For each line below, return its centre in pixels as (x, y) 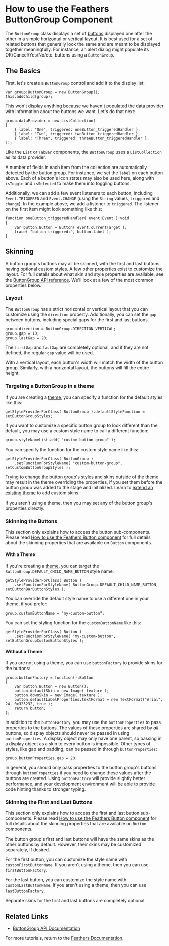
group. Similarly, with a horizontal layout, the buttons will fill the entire (77, 368)
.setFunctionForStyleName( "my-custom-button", (65, 636)
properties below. (23, 285)
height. (13, 373)
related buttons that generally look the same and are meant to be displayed (83, 44)
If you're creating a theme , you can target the (52, 566)
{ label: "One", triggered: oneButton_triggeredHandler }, (77, 129)
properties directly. (25, 508)
